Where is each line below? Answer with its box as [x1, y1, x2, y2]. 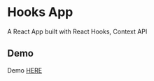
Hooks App [7, 4, 73, 20]
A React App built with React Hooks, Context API [7, 27, 148, 36]
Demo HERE [7, 66, 43, 74]
